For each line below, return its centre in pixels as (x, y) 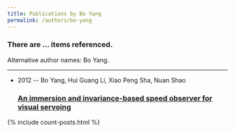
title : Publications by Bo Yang (54, 14)
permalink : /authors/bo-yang (50, 20)
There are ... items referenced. (60, 45)
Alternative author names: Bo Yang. (58, 59)
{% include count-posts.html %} (54, 122)
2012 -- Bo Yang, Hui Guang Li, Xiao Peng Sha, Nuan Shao (101, 80)
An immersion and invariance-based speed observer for (115, 98)
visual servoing (44, 107)
